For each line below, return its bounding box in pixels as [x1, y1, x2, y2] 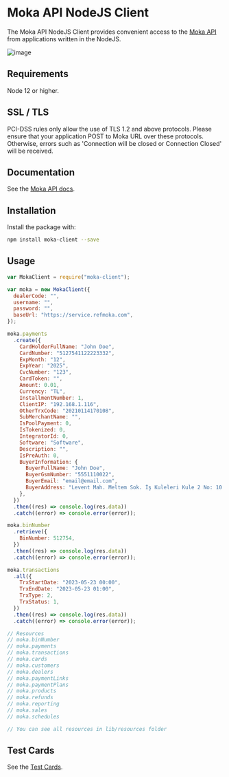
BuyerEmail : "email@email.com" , [25, 478, 118, 485]
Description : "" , [19, 445, 69, 452]
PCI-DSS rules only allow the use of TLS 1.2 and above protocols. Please [7, 125, 213, 133]
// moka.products [7, 688, 57, 694]
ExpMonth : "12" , [19, 356, 67, 363]
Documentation [7, 167, 75, 178]
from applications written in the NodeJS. [7, 34, 121, 43]
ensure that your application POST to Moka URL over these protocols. [7, 132, 204, 140]
